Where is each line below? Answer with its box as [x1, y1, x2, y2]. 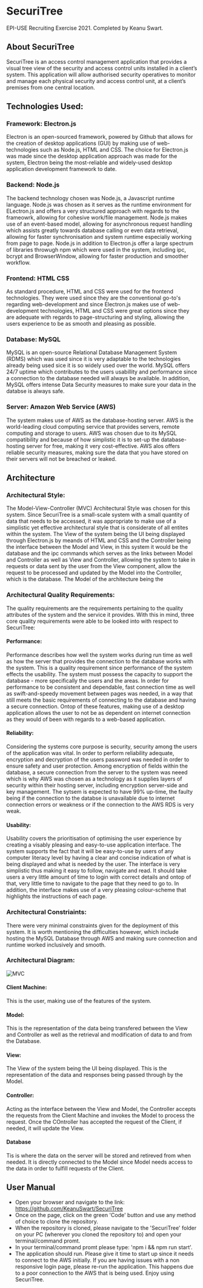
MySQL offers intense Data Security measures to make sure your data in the [6, 381, 196, 389]
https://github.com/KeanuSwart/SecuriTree [15, 1205, 123, 1212]
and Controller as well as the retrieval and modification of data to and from [6, 1031, 192, 1038]
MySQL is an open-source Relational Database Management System [6, 349, 178, 356]
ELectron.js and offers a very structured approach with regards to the [6, 207, 180, 215]
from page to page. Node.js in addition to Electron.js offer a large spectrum [6, 240, 194, 247]
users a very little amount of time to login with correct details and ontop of [6, 873, 191, 880]
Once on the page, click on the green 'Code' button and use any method [15, 1211, 196, 1218]
